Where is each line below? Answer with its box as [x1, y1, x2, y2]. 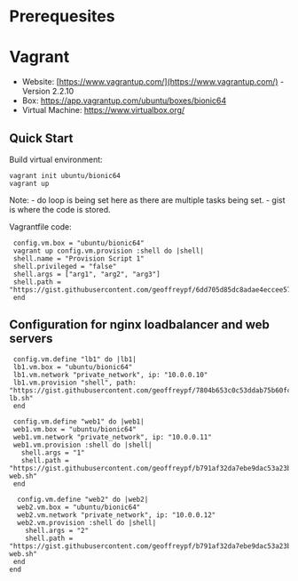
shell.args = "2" [25, 526, 90, 535]
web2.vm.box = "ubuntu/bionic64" [17, 503, 141, 512]
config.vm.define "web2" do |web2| [17, 495, 149, 504]
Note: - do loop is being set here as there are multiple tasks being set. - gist [9, 194, 286, 206]
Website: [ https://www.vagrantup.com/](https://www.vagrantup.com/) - [21, 77, 285, 87]
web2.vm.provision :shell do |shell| [17, 518, 157, 527]
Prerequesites [9, 6, 115, 27]
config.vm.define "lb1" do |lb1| [12, 354, 137, 364]
